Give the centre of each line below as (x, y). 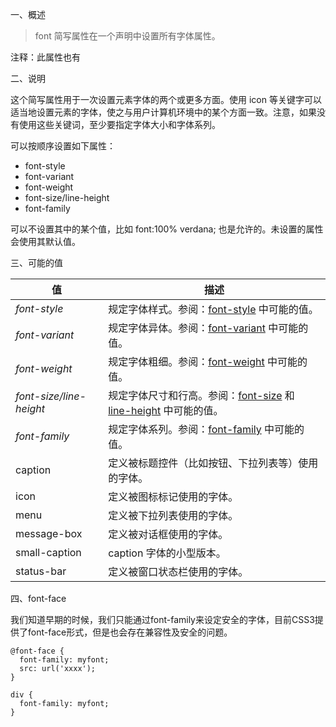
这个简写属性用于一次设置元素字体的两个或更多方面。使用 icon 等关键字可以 (166, 99)
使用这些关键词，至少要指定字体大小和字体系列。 (119, 124)
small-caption (48, 552)
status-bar (41, 571)
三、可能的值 (36, 262)
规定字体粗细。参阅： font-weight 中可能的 (208, 361)
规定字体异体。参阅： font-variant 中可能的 (208, 328)
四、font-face (38, 598)
